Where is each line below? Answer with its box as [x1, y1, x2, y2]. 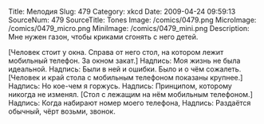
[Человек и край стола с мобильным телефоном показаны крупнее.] [8, 73, 243, 82]
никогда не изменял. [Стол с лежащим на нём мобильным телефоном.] [8, 90, 254, 99]
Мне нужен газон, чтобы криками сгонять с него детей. [8, 32, 199, 41]
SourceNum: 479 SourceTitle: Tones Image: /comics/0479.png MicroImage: [8, 15, 257, 25]
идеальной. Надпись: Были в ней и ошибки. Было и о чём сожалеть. [8, 64, 242, 74]
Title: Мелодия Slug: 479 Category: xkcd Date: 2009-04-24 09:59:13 [8, 7, 236, 16]
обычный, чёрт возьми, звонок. [8, 107, 116, 116]
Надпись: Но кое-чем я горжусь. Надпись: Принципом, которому [8, 81, 233, 91]
